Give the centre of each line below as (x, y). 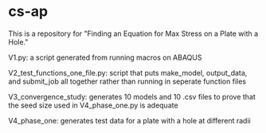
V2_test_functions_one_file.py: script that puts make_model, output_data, (128, 72)
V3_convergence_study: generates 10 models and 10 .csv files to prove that (132, 96)
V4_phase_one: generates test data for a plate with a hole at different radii (129, 120)
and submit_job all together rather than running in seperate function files (127, 81)
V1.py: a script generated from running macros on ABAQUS (105, 57)
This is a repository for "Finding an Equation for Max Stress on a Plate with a (133, 33)
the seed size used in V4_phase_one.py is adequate (93, 105)
